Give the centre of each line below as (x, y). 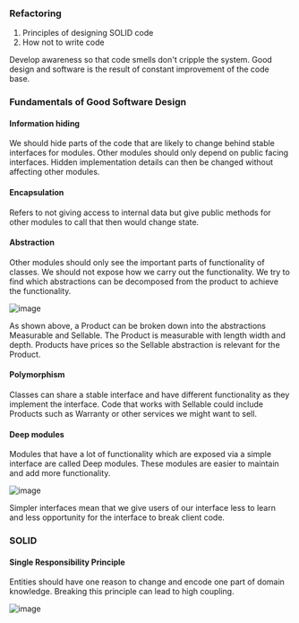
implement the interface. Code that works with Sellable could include (137, 404)
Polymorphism (37, 375)
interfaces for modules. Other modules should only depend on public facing (149, 153)
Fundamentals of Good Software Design (98, 102)
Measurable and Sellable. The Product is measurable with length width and (148, 335)
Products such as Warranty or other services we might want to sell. (133, 414)
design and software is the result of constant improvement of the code (140, 69)
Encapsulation (37, 193)
